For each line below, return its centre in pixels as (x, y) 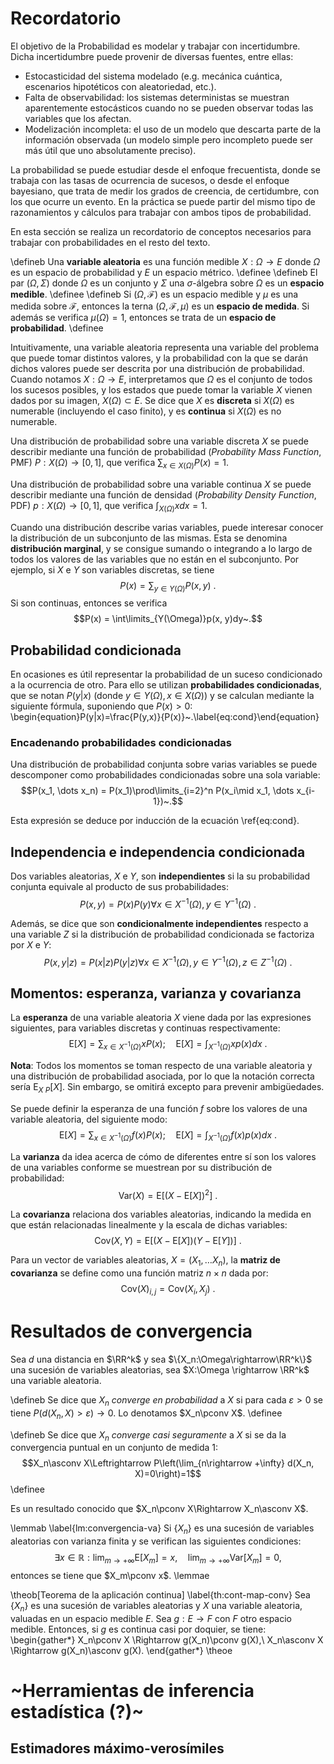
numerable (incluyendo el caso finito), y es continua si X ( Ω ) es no (146, 411)
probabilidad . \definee (57, 328)
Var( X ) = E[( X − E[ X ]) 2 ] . (168, 1194)
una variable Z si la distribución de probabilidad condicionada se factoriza (162, 934)
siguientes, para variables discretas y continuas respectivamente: (145, 1028)
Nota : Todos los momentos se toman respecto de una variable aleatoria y (161, 1066)
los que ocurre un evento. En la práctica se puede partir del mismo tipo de (163, 201)
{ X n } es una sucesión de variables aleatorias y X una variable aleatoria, (156, 1606)
